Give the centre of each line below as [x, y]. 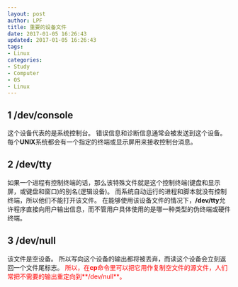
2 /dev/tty [29, 165]
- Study [19, 67]
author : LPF [25, 21]
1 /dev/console [40, 115]
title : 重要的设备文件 [37, 27]
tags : [15, 47]
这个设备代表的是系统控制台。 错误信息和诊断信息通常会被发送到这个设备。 [117, 133]
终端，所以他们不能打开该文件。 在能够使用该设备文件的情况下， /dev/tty [113, 200]
